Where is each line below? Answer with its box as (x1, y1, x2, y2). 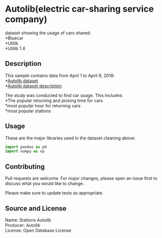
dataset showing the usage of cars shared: (5, 30, 91, 36)
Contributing (5, 162, 45, 171)
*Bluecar (5, 35, 23, 41)
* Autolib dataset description (5, 83, 62, 89)
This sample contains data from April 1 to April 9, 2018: (5, 72, 115, 79)
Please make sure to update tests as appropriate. (5, 190, 104, 196)
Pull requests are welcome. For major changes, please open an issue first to (5, 176, 158, 181)
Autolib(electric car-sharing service (5, 3, 154, 15)
